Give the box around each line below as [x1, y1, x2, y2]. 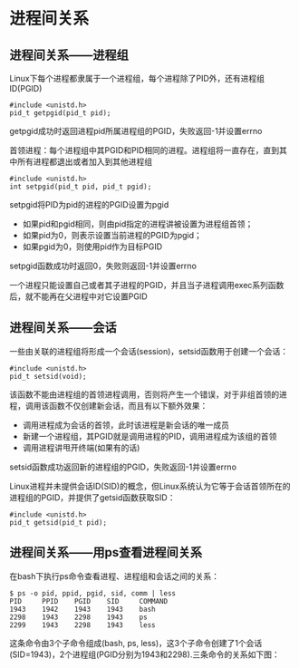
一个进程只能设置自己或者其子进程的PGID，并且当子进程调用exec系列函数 [9, 280, 285, 290]
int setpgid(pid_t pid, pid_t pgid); [9, 182, 152, 191]
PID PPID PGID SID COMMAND [9, 596, 169, 605]
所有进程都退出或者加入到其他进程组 [16, 156, 152, 167]
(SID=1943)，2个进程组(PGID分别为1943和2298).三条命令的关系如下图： [9, 649, 280, 660]
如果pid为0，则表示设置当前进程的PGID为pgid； [22, 230, 202, 240]
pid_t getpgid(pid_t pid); [9, 109, 111, 118]
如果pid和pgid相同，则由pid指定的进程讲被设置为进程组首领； [22, 218, 254, 229]
